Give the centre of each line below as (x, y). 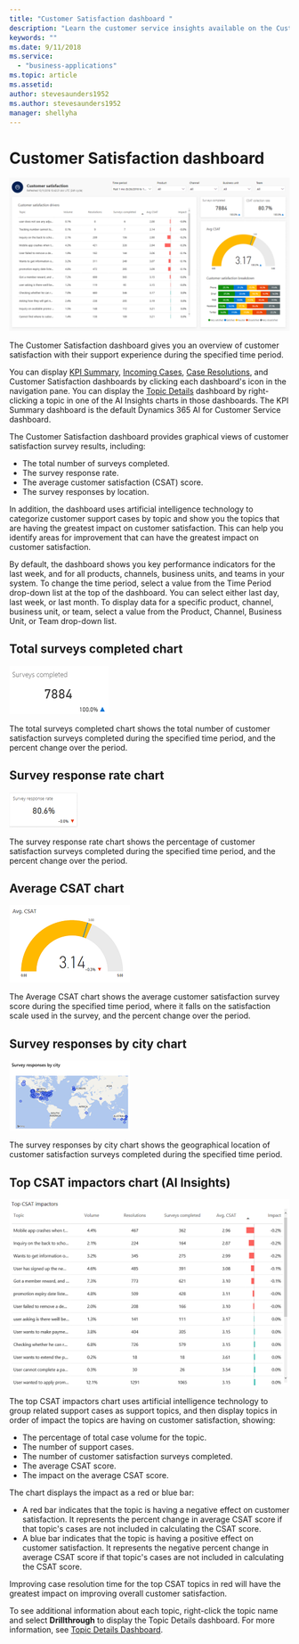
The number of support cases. (78, 1447)
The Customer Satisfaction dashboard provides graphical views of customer (149, 436)
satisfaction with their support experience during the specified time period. (147, 354)
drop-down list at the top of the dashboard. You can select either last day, (145, 592)
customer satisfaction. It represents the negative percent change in (145, 1548)
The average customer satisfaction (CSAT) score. (113, 482)
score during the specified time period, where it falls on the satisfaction (140, 1007)
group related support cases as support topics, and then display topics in (143, 1411)
